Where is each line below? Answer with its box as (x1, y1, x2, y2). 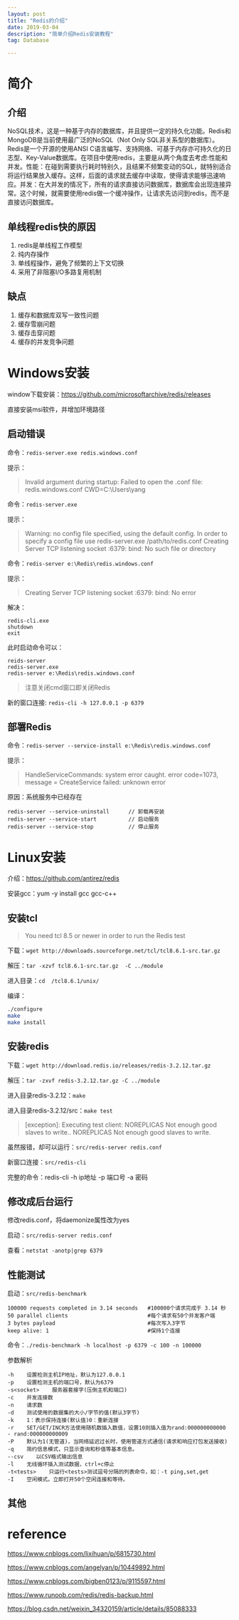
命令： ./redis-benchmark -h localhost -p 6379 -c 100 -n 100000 (7, 1341, 201, 1350)
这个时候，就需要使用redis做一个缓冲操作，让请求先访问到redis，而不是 (19, 189, 230, 198)
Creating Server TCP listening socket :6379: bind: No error (24, 588, 197, 596)
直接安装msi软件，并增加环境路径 (7, 405, 105, 414)
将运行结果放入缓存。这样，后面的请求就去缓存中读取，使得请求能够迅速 (7, 172, 219, 180)
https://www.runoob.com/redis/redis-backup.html (7, 1591, 154, 1599)
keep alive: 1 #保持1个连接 (7, 1327, 181, 1335)
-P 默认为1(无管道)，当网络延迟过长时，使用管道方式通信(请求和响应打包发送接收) (7, 1438, 228, 1446)
